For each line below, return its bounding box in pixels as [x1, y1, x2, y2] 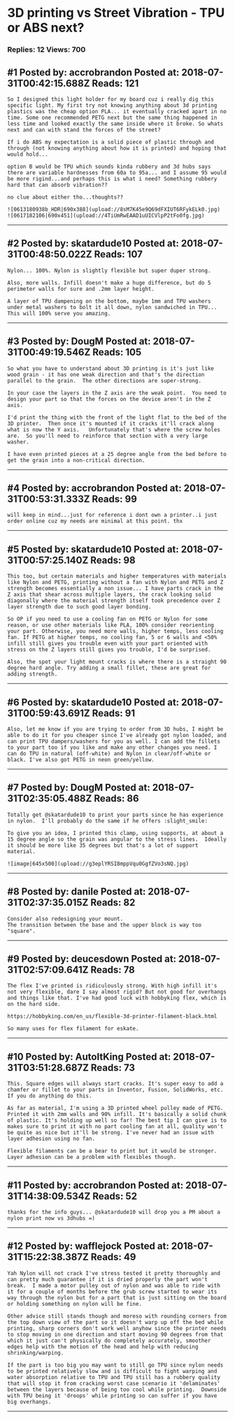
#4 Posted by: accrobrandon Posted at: [7, 482, 182, 494]
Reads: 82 [90, 897, 136, 908]
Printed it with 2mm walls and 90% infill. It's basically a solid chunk [7, 1111, 227, 1118]
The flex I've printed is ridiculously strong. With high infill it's [7, 983, 218, 990]
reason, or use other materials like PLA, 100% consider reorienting [7, 622, 215, 629]
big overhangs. [7, 1398, 52, 1405]
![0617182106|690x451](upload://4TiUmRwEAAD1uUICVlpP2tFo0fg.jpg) [7, 212, 205, 219]
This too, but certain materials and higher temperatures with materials [7, 573, 227, 580]
